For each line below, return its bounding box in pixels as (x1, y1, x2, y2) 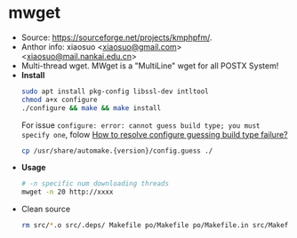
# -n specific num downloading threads (20, 179, 170, 188)
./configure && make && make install (20, 103, 162, 113)
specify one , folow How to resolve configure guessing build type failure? (20, 129, 288, 139)
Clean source (20, 203, 71, 215)
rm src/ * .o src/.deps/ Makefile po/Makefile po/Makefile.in (20, 221, 249, 230)
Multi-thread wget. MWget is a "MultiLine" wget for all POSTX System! (20, 60, 279, 71)
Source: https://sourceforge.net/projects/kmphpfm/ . (20, 32, 213, 43)
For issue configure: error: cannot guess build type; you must (20, 119, 261, 131)
